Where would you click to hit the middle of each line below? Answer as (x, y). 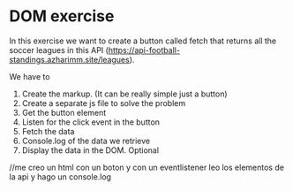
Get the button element (64, 112)
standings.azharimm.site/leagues (69, 59)
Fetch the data (48, 131)
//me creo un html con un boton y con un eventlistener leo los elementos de (147, 167)
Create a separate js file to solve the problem (104, 103)
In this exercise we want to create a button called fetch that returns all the (143, 41)
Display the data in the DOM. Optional (90, 150)
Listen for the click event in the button (91, 122)
